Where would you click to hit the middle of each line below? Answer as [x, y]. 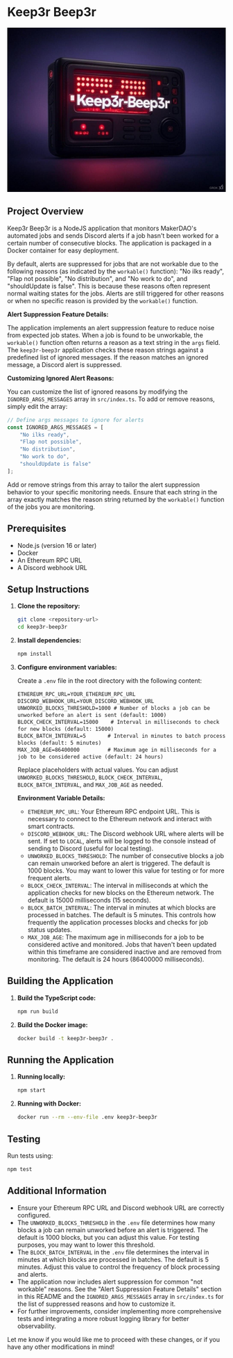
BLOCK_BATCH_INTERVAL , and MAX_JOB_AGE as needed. [90, 784]
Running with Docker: [49, 1104]
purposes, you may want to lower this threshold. [86, 1245]
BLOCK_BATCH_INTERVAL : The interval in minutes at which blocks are [122, 907]
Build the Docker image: [52, 1025]
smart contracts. [51, 826]
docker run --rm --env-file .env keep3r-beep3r [87, 1117]
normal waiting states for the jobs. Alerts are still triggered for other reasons [115, 293]
